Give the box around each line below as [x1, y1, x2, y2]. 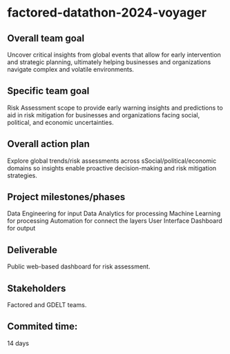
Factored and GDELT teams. [7, 301, 87, 309]
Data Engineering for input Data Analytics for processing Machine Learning [7, 209, 221, 218]
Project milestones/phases [7, 191, 126, 203]
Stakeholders [7, 282, 66, 294]
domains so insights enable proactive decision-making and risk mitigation [7, 164, 217, 172]
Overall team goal [7, 32, 85, 44]
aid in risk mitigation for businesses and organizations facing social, [7, 110, 200, 119]
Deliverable [7, 244, 57, 256]
